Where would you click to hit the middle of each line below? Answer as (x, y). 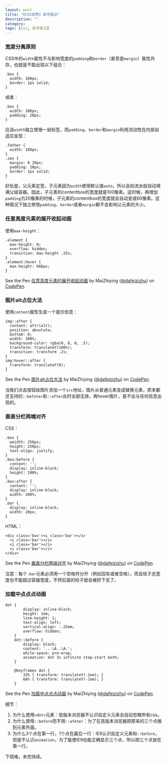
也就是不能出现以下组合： (40, 65)
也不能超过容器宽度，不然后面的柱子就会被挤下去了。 (64, 580)
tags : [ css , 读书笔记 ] (27, 28)
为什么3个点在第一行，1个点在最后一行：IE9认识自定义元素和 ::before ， (86, 733)
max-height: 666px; (30, 266)
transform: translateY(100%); (41, 348)
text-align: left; (42, 622)
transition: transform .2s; (39, 352)
